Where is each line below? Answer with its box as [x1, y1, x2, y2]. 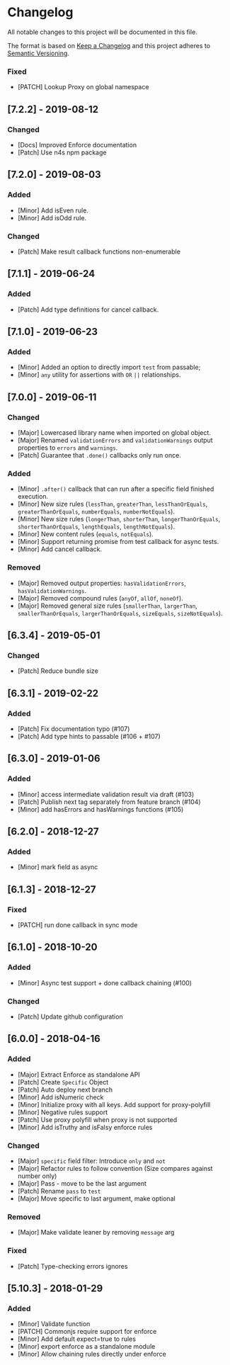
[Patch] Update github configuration [17, 1012, 123, 1021]
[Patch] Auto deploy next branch [17, 1085, 113, 1094]
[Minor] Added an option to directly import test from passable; [17, 363, 201, 372]
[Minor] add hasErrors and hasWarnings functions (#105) [17, 805, 184, 813]
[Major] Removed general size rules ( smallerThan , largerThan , [17, 601, 198, 610]
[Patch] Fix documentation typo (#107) [17, 724, 130, 733]
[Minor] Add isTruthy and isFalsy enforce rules [17, 1123, 153, 1131]
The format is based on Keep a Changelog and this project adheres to [7, 41, 211, 50]
